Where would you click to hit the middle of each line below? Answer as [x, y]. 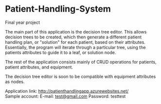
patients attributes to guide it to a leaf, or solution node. [61, 52]
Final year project [23, 22]
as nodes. [15, 82]
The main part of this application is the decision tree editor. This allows [76, 32]
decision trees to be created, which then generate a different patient [73, 37]
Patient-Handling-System [58, 9]
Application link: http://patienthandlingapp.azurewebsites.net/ [67, 91]
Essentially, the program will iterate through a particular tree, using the [75, 47]
